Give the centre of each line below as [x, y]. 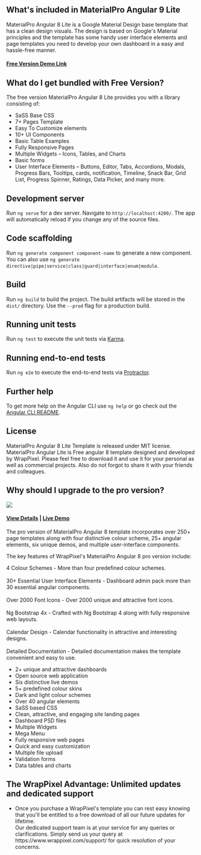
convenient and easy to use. [41, 657]
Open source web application [51, 675]
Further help [30, 391]
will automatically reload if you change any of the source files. [83, 219]
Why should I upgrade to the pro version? [85, 491]
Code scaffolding [39, 238]
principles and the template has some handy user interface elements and [97, 37]
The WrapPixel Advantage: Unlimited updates [94, 784]
